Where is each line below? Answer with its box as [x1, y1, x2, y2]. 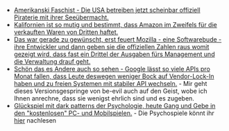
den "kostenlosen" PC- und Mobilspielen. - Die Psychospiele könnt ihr [13, 109, 215, 117]
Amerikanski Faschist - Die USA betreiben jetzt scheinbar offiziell [13, 6, 201, 14]
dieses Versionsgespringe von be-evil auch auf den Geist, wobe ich [13, 87, 207, 95]
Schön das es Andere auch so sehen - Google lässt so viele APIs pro [13, 65, 210, 73]
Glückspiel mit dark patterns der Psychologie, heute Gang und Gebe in [13, 102, 216, 110]
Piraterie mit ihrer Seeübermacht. [13, 13, 109, 21]
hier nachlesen [13, 116, 57, 124]
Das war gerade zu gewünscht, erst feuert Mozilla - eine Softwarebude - [13, 35, 222, 44]
